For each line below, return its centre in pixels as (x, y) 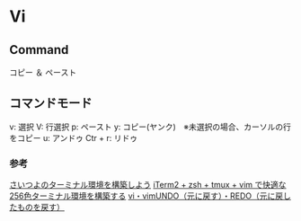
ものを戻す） (40, 208)
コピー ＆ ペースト (43, 72)
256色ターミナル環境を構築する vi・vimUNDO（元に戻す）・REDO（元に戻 (146, 196)
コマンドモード (51, 104)
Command (39, 50)
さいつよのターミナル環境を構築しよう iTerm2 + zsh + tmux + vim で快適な (148, 185)
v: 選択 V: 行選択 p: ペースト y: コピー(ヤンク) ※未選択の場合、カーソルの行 (150, 127)
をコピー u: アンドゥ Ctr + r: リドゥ (74, 137)
